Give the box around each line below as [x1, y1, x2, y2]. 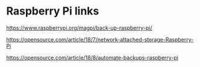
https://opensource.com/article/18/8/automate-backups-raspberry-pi [6, 54, 179, 61]
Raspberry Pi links [6, 4, 99, 18]
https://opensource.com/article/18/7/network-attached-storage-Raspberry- [6, 36, 194, 43]
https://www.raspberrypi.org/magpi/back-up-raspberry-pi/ [6, 24, 152, 31]
